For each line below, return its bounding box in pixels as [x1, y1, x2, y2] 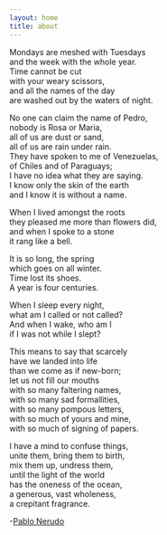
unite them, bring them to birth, [9, 450, 125, 461]
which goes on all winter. [9, 263, 102, 273]
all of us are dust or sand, [9, 131, 105, 142]
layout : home [9, 13, 59, 23]
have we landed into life [9, 355, 97, 367]
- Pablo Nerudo [9, 515, 65, 526]
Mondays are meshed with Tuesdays [9, 46, 146, 57]
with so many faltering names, [9, 384, 122, 395]
